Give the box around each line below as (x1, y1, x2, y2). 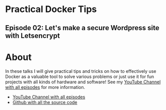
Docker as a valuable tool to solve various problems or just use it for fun (5, 73, 154, 79)
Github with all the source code (12, 99, 77, 105)
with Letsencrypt (5, 31, 60, 40)
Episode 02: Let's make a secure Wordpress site (5, 24, 159, 32)
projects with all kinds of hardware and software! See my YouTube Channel (5, 79, 161, 85)
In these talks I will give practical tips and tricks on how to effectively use (5, 68, 156, 74)
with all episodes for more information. (5, 84, 86, 90)
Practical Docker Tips (5, 4, 97, 15)
